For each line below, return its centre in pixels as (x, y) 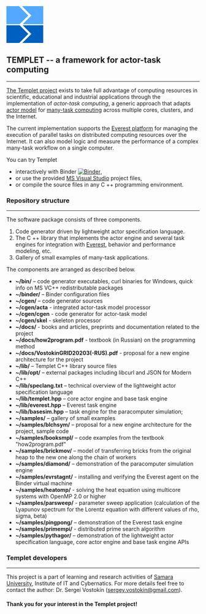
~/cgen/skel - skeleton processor (58, 320)
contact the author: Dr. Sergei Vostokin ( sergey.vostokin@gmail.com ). (94, 590)
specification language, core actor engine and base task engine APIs (102, 542)
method (25, 347)
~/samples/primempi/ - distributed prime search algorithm (90, 529)
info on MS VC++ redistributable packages (69, 288)
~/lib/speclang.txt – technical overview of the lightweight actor (96, 386)
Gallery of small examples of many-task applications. (82, 258)
